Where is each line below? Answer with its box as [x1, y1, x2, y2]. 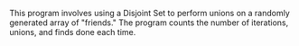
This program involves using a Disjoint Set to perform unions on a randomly [9, 8, 291, 18]
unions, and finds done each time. [9, 27, 136, 37]
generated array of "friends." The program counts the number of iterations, [9, 17, 289, 28]
